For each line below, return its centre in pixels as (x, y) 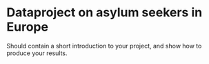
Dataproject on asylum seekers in (104, 13)
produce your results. (37, 53)
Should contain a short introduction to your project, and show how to (104, 46)
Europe (28, 27)
